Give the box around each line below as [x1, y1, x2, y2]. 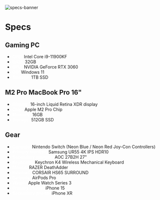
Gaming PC [5, 41, 40, 49]
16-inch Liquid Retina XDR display [30, 101, 98, 107]
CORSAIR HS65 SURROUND [32, 169, 89, 175]
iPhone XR [52, 190, 73, 196]
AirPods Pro [32, 175, 56, 181]
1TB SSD [31, 74, 49, 80]
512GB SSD [31, 117, 54, 122]
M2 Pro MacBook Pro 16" [5, 88, 82, 97]
